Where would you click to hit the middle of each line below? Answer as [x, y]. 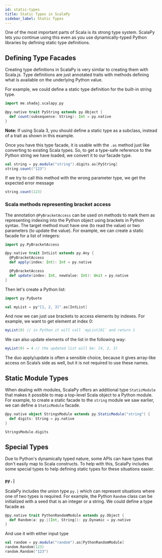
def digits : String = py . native [42, 418]
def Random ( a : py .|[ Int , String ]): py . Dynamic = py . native [70, 520]
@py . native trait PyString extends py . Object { [54, 112]
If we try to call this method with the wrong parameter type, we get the [75, 178]
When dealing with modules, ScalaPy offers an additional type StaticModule [80, 390]
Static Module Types [37, 378]
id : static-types [22, 9]
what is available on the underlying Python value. [54, 80]
